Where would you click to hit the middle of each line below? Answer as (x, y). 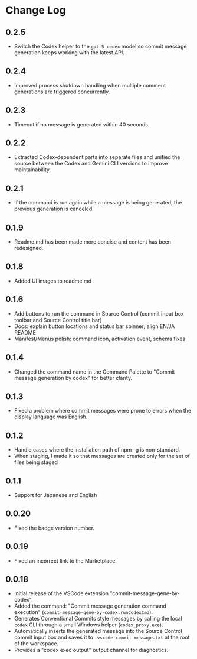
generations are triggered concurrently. (62, 92)
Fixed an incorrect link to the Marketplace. (65, 561)
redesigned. (29, 248)
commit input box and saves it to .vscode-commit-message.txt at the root (102, 637)
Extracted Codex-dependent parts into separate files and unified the (97, 157)
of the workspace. (36, 644)
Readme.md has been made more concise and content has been (93, 242)
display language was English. (51, 417)
